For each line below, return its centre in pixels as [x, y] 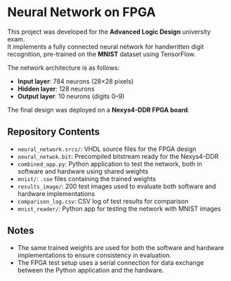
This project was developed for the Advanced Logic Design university [109, 32]
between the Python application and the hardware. [91, 270]
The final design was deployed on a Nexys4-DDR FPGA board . [98, 110]
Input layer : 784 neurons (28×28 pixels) [75, 81]
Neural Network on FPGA [81, 12]
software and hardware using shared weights [83, 171]
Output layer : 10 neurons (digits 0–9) [71, 96]
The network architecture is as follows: [64, 67]
